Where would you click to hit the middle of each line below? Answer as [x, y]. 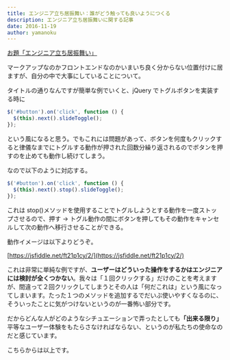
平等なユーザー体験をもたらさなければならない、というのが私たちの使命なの [115, 326]
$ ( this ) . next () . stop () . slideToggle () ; [69, 190]
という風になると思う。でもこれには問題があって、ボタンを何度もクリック [112, 138]
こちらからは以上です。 [40, 350]
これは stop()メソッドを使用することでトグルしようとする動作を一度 [103, 210]
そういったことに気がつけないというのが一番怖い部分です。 [91, 304]
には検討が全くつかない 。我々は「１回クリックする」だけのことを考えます [112, 278]
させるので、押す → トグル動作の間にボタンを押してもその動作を [104, 218]
